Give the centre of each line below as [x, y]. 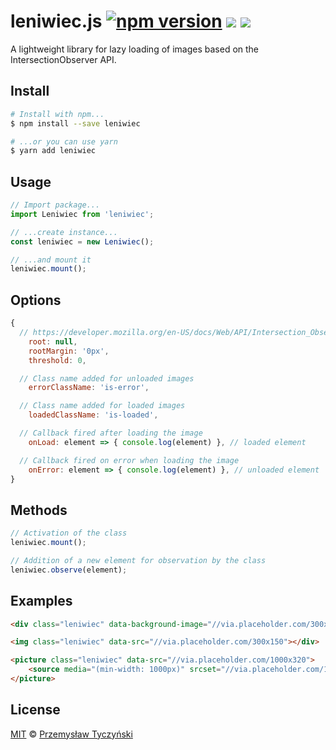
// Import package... [55, 205]
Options [36, 300]
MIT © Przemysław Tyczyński [71, 734]
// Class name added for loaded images [102, 406]
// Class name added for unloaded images [107, 378]
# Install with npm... [57, 114]
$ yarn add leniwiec [53, 151]
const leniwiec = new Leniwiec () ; [82, 241]
